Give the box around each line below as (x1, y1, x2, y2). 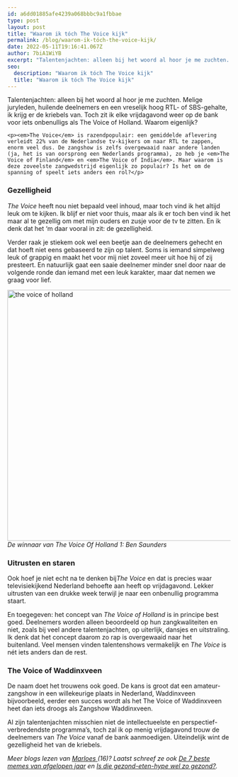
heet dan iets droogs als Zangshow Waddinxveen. (7, 704, 154, 713)
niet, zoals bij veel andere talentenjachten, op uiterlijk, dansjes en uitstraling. (7, 625, 230, 634)
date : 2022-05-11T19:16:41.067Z (7, 43, 103, 50)
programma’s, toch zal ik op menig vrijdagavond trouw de (52, 725, 220, 734)
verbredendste (7, 725, 51, 734)
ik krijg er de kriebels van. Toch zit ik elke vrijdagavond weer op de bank (7, 110, 219, 119)
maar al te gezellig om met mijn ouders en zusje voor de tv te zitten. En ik (7, 217, 221, 225)
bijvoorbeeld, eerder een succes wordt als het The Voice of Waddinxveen (7, 697, 222, 705)
